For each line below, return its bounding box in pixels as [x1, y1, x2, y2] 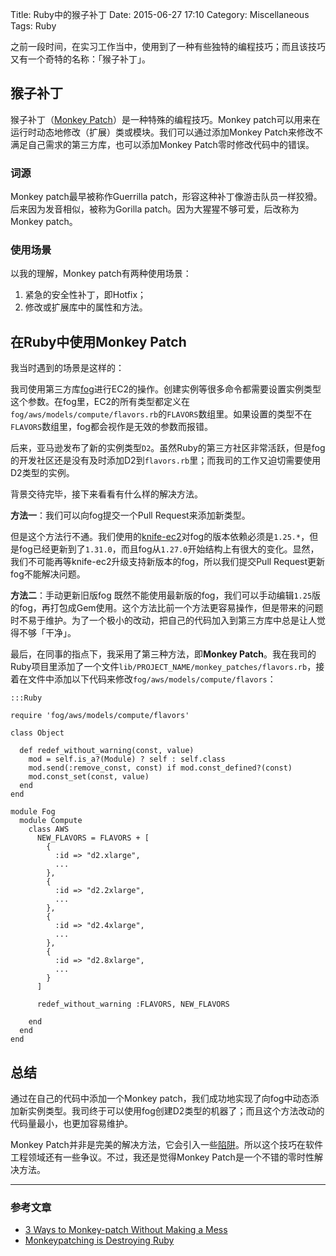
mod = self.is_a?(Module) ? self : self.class [28, 754, 226, 765]
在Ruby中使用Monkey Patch [10, 333, 187, 350]
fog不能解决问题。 [10, 568, 86, 580]
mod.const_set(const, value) [28, 772, 150, 782]
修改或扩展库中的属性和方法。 [24, 301, 148, 313]
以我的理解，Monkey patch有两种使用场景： [10, 268, 192, 280]
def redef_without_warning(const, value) [19, 746, 195, 756]
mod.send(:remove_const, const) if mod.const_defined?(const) [28, 763, 293, 773]
